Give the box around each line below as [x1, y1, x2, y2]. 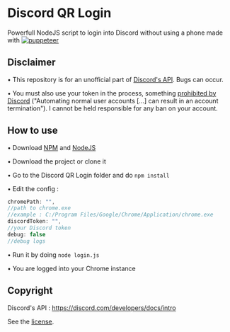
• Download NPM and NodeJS [7, 143, 96, 151]
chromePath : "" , [7, 198, 55, 205]
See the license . [7, 317, 54, 326]
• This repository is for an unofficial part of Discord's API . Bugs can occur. [7, 75, 224, 84]
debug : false [7, 231, 46, 238]
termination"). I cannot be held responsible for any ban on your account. [7, 104, 218, 113]
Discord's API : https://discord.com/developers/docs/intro [7, 303, 176, 312]
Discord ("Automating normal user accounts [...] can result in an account [7, 96, 219, 105]
